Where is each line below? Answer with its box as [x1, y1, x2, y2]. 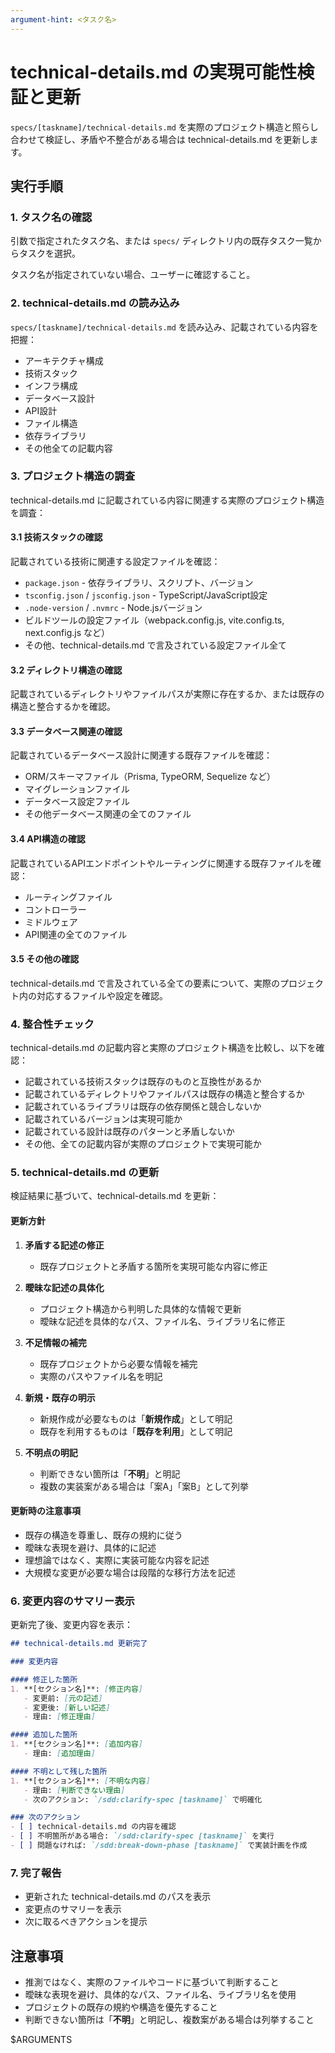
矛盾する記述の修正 [24, 1239, 105, 1251]
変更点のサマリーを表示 [24, 1903, 122, 1915]
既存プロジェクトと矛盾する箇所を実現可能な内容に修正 [39, 1260, 268, 1272]
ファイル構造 [24, 417, 78, 429]
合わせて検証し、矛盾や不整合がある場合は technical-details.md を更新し [10, 133, 310, 145]
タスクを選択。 [18, 247, 81, 260]
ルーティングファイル [24, 891, 113, 903]
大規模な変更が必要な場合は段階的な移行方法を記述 [24, 1566, 236, 1578]
